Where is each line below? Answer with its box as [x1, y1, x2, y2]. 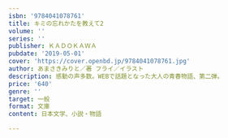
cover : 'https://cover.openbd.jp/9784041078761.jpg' [8, 58, 191, 66]
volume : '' [8, 27, 45, 35]
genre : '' [8, 87, 42, 96]
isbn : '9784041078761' [8, 11, 85, 20]
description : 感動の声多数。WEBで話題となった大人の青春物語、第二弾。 [8, 72, 224, 80]
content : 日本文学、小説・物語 [8, 110, 102, 119]
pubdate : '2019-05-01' [8, 50, 85, 58]
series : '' [8, 34, 45, 43]
